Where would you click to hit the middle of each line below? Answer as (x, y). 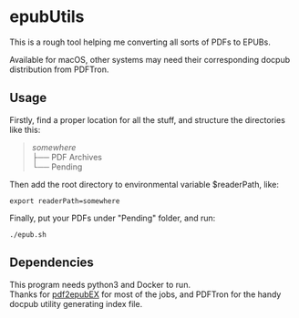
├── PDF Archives (67, 157)
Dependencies (52, 263)
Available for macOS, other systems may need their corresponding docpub (150, 59)
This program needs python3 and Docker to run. (100, 284)
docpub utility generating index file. (76, 303)
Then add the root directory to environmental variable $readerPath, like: (144, 184)
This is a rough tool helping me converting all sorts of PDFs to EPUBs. (140, 42)
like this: (25, 129)
